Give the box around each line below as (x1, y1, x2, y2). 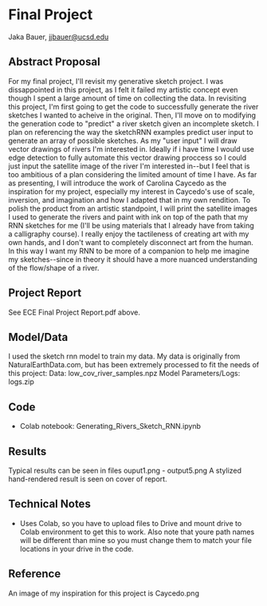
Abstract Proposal (8, 55, 101, 69)
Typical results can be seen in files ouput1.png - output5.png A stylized (8, 465, 241, 475)
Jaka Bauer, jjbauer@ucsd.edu (8, 32, 109, 42)
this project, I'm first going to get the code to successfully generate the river (8, 101, 259, 111)
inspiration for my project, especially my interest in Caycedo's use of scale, (8, 186, 255, 196)
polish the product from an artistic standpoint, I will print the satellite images (8, 204, 257, 213)
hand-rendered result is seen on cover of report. (8, 474, 167, 484)
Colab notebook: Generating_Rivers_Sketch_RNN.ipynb (19, 422, 202, 431)
